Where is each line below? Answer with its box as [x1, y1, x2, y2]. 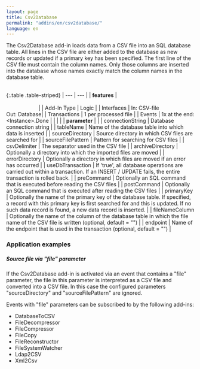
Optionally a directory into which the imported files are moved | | [6, 149, 165, 156]
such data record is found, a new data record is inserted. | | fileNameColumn [6, 206, 195, 213]
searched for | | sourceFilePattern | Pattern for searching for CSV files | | [6, 136, 184, 144]
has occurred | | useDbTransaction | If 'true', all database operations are [6, 162, 183, 169]
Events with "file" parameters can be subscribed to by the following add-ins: [6, 301, 194, 308]
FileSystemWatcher [14, 344, 63, 352]
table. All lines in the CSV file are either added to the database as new [6, 49, 178, 56]
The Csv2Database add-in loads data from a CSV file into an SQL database [6, 42, 191, 49]
